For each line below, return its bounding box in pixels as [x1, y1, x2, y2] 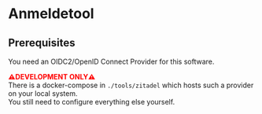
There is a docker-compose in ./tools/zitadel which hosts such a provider [8, 80, 254, 90]
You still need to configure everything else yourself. [8, 97, 175, 106]
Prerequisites [8, 36, 76, 50]
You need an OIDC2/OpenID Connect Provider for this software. [8, 57, 215, 66]
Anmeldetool [8, 5, 94, 23]
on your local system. [8, 89, 78, 98]
